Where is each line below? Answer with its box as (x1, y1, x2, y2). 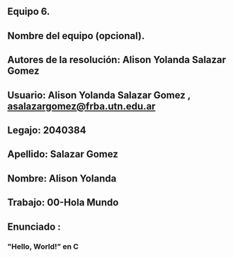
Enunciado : (7, 220, 62, 232)
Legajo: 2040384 (7, 124, 86, 136)
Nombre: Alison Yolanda (7, 172, 117, 184)
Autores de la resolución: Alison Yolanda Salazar (7, 54, 227, 66)
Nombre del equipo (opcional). (7, 30, 145, 42)
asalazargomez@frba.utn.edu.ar (7, 100, 156, 112)
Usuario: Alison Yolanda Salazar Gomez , (7, 89, 191, 101)
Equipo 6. (7, 6, 50, 18)
